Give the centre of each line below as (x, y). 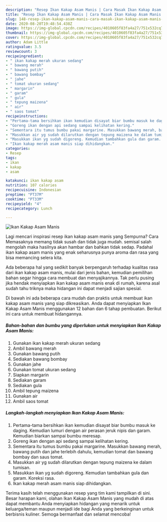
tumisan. (22, 468)
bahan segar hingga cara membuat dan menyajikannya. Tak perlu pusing (80, 278)
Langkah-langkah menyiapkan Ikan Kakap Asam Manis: (65, 413)
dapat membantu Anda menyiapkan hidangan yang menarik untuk (73, 504)
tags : (11, 158)
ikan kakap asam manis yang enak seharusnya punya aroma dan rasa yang (82, 252)
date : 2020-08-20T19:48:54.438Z (39, 24)
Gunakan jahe (27, 364)
